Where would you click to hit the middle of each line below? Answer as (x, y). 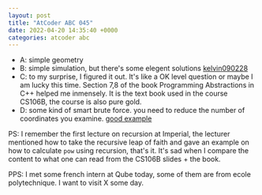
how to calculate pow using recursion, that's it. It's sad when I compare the (129, 151)
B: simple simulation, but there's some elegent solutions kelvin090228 (134, 69)
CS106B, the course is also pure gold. (80, 102)
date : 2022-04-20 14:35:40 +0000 (63, 30)
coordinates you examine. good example (86, 118)
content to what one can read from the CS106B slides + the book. (114, 159)
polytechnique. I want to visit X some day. (76, 183)
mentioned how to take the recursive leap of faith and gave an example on (129, 142)
